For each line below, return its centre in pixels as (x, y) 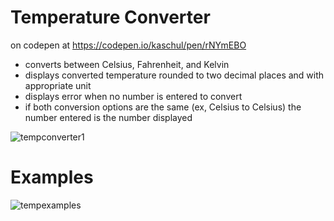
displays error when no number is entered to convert (133, 96)
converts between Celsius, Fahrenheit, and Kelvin (127, 64)
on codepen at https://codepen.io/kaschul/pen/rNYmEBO (128, 45)
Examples (52, 177)
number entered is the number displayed (108, 117)
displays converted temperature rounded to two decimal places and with (174, 75)
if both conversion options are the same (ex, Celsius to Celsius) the (163, 107)
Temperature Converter (110, 17)
